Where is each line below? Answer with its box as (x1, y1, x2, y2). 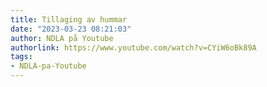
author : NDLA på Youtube (10, 33, 114, 43)
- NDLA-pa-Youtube (10, 61, 87, 71)
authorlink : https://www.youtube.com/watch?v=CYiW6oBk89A (10, 42, 257, 53)
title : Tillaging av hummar (10, 14, 128, 25)
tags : (10, 52, 33, 62)
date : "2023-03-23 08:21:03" (10, 24, 132, 34)
